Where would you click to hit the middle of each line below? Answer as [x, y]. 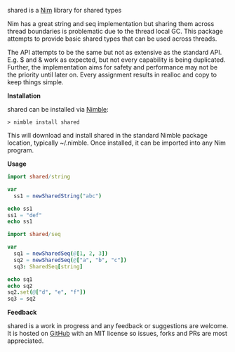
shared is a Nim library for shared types [65, 10]
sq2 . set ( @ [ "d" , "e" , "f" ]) [47, 292]
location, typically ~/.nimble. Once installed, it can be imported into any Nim [117, 143]
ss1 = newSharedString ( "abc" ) [58, 196]
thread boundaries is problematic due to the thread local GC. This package [115, 31]
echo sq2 [20, 286]
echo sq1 [20, 279]
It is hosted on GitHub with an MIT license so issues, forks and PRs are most [117, 334]
